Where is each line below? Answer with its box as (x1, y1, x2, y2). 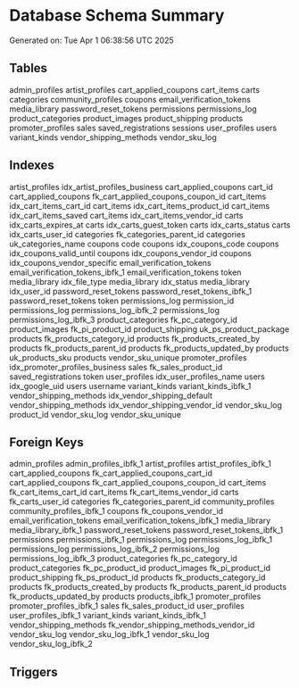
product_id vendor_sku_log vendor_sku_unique (9, 409, 181, 419)
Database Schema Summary (9, 5, 225, 26)
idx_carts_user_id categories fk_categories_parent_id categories (9, 228, 245, 239)
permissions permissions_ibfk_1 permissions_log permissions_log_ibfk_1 (9, 535, 273, 545)
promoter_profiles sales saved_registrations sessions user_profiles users (9, 122, 278, 133)
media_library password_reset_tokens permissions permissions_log (9, 104, 257, 114)
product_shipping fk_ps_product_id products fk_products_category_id (9, 572, 266, 583)
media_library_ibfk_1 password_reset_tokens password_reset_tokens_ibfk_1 (9, 525, 284, 535)
